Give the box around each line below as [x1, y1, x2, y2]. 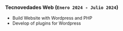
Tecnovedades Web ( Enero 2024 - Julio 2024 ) [5, 4, 119, 11]
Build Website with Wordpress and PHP [12, 15, 92, 21]
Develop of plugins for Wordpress [12, 20, 82, 26]
